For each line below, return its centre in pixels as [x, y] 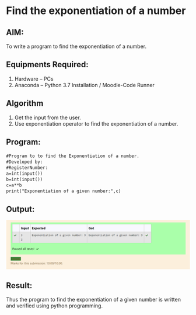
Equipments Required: [47, 65]
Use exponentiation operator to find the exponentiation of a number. [96, 123]
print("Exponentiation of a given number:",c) [64, 191]
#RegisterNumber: [27, 168]
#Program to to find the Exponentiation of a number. [73, 156]
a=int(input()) [24, 174]
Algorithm [25, 103]
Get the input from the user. [48, 117]
